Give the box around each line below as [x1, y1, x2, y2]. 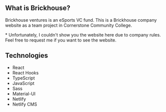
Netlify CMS [12, 101, 37, 107]
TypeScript [12, 75, 35, 81]
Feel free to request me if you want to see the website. [5, 37, 116, 43]
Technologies [5, 51, 49, 60]
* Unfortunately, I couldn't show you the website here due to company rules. [5, 32, 161, 37]
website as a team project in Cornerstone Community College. [5, 22, 132, 28]
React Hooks [12, 70, 39, 75]
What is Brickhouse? [5, 4, 70, 12]
